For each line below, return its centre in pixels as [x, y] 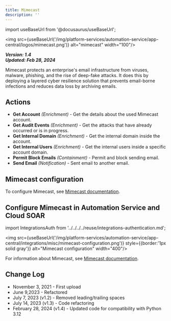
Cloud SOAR [25, 216]
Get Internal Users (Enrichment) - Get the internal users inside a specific [89, 147]
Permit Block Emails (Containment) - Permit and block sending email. [86, 158]
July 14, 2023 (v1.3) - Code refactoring [53, 303]
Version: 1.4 [18, 55]
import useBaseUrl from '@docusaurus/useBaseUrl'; [60, 29]
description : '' [22, 15]
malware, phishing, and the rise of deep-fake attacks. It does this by [77, 75]
